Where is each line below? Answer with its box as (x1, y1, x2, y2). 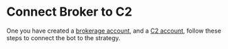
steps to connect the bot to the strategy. (6, 33, 121, 42)
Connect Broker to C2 (6, 4, 132, 20)
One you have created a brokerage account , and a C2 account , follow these (6, 27, 222, 35)
